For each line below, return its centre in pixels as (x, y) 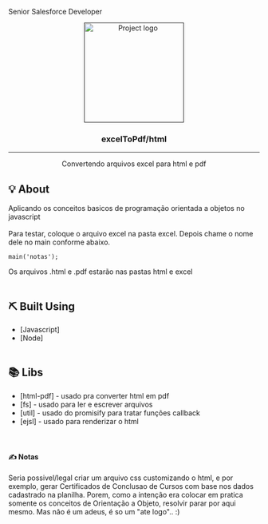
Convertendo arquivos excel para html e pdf (134, 164)
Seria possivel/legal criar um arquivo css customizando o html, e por (121, 478)
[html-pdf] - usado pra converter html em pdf (95, 395)
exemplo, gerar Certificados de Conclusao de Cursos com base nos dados (131, 486)
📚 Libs (26, 373)
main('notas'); (33, 257)
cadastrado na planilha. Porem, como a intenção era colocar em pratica (126, 494)
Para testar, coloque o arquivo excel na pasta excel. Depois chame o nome (131, 234)
